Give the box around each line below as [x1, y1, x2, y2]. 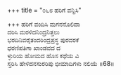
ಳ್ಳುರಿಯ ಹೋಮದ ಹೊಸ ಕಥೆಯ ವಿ [7, 52, 79, 60]
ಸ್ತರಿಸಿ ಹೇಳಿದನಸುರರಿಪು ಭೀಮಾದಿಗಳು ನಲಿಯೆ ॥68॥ [7, 60, 115, 67]
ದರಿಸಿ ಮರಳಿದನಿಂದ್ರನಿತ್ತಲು [7, 28, 60, 36]
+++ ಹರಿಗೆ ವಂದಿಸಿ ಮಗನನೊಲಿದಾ [7, 20, 81, 28]
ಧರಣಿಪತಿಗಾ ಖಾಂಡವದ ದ [7, 43, 61, 52]
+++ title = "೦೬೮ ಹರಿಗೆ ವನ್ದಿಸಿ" [7, 6, 82, 14]
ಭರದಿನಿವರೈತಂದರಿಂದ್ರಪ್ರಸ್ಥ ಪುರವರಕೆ [7, 36, 79, 44]
